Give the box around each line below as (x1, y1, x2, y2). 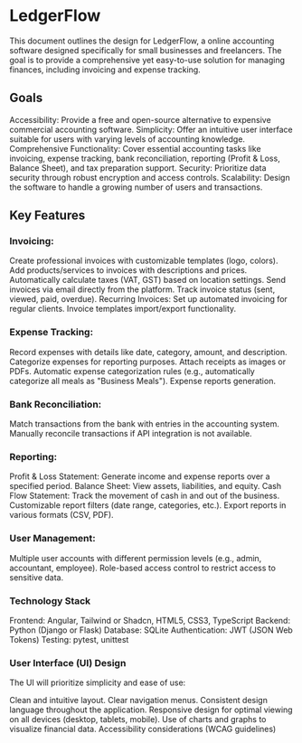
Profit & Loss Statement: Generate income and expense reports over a (9, 471, 270, 482)
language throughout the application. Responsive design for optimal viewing (9, 704, 293, 715)
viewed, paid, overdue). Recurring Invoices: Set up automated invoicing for (9, 294, 288, 305)
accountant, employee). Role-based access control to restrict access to (9, 562, 276, 573)
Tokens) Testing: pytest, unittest (9, 634, 129, 644)
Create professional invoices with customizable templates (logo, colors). (9, 255, 278, 267)
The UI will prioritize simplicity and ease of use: (9, 677, 186, 688)
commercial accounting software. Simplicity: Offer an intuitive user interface (9, 124, 294, 135)
